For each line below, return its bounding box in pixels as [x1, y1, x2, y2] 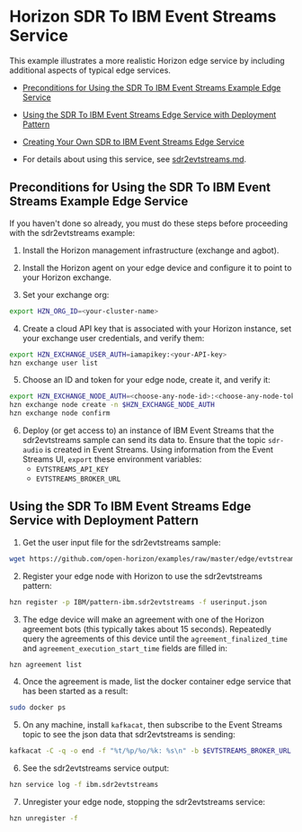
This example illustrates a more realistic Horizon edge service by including [9, 55, 285, 66]
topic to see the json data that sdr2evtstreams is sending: [22, 729, 235, 740]
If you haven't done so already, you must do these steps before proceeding [9, 218, 289, 229]
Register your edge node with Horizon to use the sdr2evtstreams [22, 570, 263, 582]
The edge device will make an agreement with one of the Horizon [22, 614, 265, 625]
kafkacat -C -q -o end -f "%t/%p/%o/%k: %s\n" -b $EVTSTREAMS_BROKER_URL [9, 746, 292, 755]
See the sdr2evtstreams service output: [22, 763, 170, 773]
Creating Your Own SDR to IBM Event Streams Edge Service [22, 136, 245, 147]
